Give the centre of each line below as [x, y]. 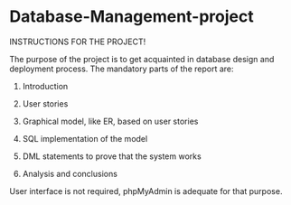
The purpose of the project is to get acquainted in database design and [142, 59]
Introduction [45, 86]
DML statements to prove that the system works [112, 156]
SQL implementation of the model [85, 138]
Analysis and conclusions [70, 173]
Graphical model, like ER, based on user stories [110, 121]
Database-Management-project [132, 17]
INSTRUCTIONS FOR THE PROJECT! [78, 42]
